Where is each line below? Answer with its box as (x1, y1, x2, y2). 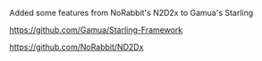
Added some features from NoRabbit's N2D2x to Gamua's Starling (9, 8, 254, 18)
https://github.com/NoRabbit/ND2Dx (9, 42, 144, 52)
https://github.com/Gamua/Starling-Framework (9, 25, 183, 34)
